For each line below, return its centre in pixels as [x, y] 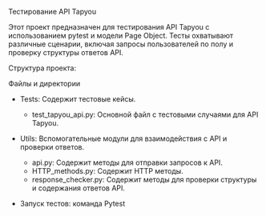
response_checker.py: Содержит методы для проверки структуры [144, 180]
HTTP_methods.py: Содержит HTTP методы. [108, 171]
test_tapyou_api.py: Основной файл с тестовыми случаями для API [145, 114]
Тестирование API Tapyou [52, 12]
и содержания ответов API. [79, 188]
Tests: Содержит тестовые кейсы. [78, 99]
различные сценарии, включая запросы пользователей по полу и [121, 44]
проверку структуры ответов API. [66, 52]
